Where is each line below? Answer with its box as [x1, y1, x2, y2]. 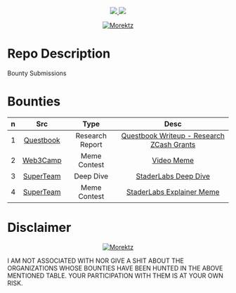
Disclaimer [7, 220, 72, 235]
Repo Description [7, 46, 111, 62]
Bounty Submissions [7, 69, 67, 77]
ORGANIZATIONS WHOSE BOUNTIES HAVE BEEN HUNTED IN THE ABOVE [7, 263, 223, 272]
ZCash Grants [150, 139, 196, 149]
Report [79, 139, 103, 149]
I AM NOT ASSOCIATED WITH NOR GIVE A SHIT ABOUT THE [7, 256, 184, 265]
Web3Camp [22, 155, 62, 165]
